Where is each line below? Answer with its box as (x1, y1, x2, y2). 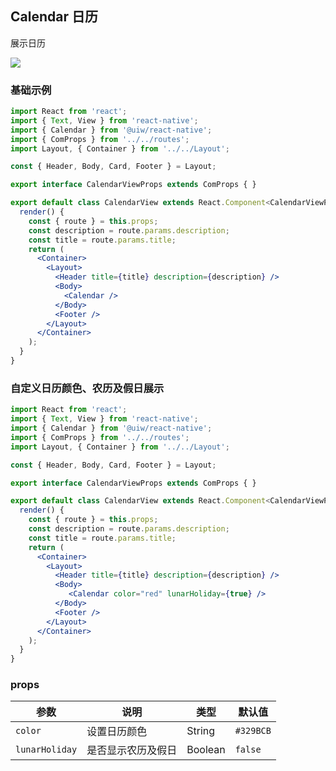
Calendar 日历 (10, 8, 98, 26)
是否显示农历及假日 (86, 743, 178, 757)
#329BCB (234, 725, 272, 737)
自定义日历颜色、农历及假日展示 (10, 381, 165, 395)
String (186, 724, 216, 738)
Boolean (186, 743, 226, 757)
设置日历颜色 (86, 725, 148, 739)
